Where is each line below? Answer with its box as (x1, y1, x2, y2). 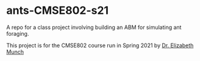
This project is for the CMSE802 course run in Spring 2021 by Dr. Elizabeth (6, 42, 194, 49)
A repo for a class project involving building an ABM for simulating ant (6, 24, 182, 31)
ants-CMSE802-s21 (6, 4, 109, 18)
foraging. (6, 30, 29, 37)
